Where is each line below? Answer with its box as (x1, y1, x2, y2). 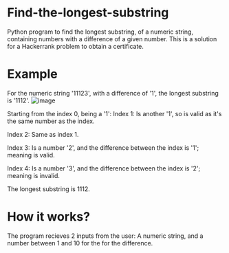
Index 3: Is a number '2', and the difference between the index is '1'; (7, 143, 199, 152)
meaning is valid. (7, 151, 55, 159)
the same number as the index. (7, 117, 95, 125)
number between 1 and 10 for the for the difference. (7, 239, 153, 247)
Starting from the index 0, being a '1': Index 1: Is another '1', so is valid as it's (7, 109, 222, 118)
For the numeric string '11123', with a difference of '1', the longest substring (7, 89, 219, 97)
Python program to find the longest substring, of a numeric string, (7, 27, 194, 36)
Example (7, 67, 58, 82)
